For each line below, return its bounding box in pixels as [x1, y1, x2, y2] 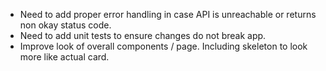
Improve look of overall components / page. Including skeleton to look [19, 40, 308, 52]
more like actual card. [19, 51, 110, 63]
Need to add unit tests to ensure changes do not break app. [19, 30, 267, 41]
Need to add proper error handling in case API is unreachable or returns [19, 9, 317, 20]
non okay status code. [19, 19, 112, 31]
